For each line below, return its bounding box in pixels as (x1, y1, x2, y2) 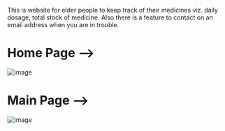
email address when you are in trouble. (7, 21, 119, 29)
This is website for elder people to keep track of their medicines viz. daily (7, 6, 219, 14)
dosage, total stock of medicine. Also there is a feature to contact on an (7, 13, 213, 22)
